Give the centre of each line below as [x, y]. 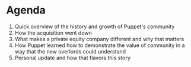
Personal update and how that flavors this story [72, 58]
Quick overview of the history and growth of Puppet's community [95, 26]
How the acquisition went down [53, 32]
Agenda [26, 10]
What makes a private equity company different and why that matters [99, 39]
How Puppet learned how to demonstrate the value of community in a [100, 45]
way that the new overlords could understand [70, 51]
